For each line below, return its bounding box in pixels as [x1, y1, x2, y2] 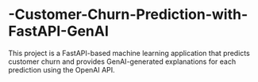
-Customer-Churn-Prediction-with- [8, 6, 248, 24]
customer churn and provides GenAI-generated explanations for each [8, 57, 237, 66]
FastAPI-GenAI [8, 22, 110, 40]
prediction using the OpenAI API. [8, 65, 115, 74]
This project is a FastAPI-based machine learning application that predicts [8, 48, 250, 58]
